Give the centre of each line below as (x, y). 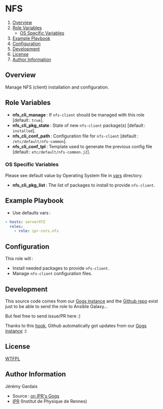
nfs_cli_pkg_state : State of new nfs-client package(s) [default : (79, 125)
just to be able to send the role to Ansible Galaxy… (56, 306)
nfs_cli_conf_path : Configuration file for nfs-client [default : (75, 136)
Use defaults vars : (31, 212)
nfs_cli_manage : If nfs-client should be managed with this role (78, 114)
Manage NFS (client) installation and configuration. (57, 87)
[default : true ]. (28, 120)
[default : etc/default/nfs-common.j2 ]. (51, 152)
